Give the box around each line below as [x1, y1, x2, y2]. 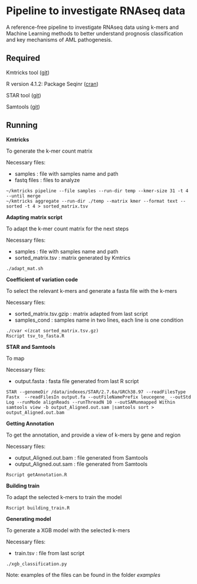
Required [6, 53, 40, 63]
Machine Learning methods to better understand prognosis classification [6, 29, 183, 37]
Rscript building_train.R [6, 505, 70, 511]
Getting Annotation [6, 420, 54, 427]
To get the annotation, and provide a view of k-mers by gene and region [6, 431, 181, 438]
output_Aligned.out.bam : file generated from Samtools [14, 454, 149, 461]
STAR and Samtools [6, 343, 55, 350]
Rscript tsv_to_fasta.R [6, 333, 65, 339]
